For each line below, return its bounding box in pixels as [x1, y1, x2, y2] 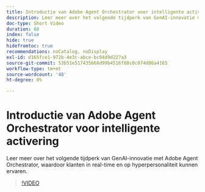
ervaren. [6, 168, 27, 175]
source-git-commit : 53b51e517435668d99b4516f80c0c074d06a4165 [6, 60, 168, 66]
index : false [6, 32, 40, 38]
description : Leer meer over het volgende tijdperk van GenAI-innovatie [6, 15, 195, 21]
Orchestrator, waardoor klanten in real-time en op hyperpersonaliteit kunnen [6, 161, 198, 168]
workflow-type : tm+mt [6, 65, 62, 72]
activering [6, 135, 59, 148]
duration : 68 [6, 26, 40, 32]
